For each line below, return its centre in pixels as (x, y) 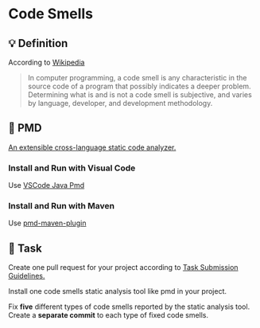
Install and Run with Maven (62, 206)
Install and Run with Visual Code (72, 168)
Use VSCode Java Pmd (47, 185)
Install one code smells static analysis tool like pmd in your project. (118, 291)
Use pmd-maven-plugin (47, 223)
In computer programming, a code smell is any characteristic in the (137, 78)
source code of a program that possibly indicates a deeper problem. (140, 86)
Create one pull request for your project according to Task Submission (123, 267)
